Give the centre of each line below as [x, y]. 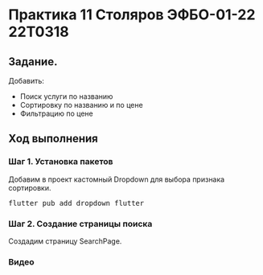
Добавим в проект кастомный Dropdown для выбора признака [117, 179]
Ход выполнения [53, 139]
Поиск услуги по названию [66, 96]
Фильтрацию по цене [57, 113]
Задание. [33, 62]
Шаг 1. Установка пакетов [61, 162]
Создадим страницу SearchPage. [65, 241]
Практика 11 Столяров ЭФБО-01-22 [132, 15]
